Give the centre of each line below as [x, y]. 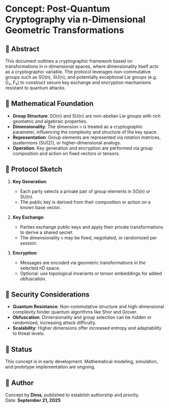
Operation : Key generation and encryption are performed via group [82, 148]
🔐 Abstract [22, 49]
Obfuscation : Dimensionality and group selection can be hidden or [82, 317]
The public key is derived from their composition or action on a [85, 202]
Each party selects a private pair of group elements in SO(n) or [85, 191]
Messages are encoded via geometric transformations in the [83, 263]
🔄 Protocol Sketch [34, 169]
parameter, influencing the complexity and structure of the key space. [85, 132]
